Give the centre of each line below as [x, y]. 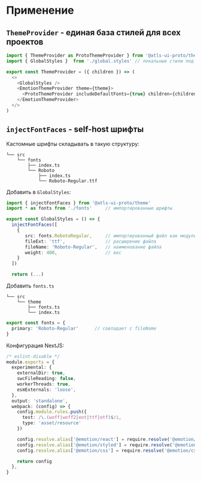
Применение [40, 10]
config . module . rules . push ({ [52, 412]
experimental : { [32, 367]
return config [34, 461]
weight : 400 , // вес [73, 252]
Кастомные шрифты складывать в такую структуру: [73, 143]
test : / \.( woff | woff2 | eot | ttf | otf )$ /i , [71, 418]
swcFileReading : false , [47, 379]
